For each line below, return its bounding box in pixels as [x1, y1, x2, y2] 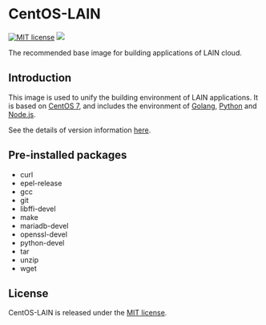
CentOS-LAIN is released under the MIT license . [8, 308, 167, 318]
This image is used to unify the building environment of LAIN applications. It [8, 92, 259, 102]
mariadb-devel [19, 221, 69, 230]
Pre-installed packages [8, 148, 127, 162]
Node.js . [8, 109, 36, 119]
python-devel [19, 238, 65, 247]
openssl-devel [19, 230, 68, 239]
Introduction [8, 71, 72, 85]
